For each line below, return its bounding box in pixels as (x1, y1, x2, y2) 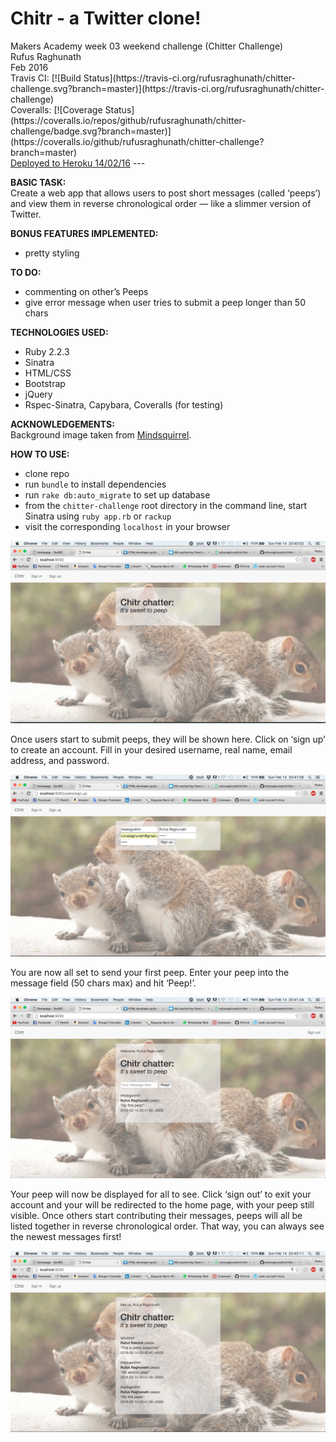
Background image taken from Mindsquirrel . (10, 428, 192, 441)
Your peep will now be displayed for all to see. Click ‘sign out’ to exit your (10, 1188, 312, 1200)
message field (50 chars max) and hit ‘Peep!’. (10, 977, 197, 989)
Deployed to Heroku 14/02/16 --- (10, 157, 146, 169)
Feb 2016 (10, 61, 49, 73)
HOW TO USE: (10, 448, 70, 460)
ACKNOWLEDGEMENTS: (10, 418, 115, 430)
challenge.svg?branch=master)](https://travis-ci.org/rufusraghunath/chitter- (10, 82, 325, 94)
